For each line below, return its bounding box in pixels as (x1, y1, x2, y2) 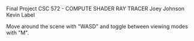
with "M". (6, 29, 29, 36)
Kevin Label (6, 11, 35, 18)
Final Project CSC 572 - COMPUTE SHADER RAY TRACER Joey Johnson (6, 5, 184, 12)
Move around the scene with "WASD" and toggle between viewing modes (6, 23, 189, 30)
